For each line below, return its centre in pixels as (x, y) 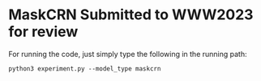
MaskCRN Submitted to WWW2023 (131, 15)
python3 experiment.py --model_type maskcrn (85, 69)
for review (43, 32)
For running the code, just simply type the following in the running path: (128, 54)
